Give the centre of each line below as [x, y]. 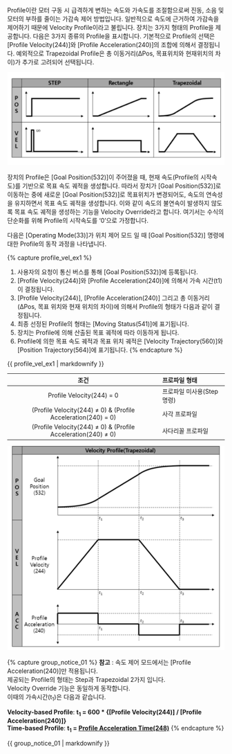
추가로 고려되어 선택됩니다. [58, 62]
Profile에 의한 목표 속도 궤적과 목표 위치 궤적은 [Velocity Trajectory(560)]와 [120, 341]
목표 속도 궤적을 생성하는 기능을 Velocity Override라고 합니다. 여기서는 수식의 [119, 212]
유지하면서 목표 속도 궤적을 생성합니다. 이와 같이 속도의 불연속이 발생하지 [112, 204]
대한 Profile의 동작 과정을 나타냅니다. [57, 244]
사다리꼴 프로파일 [185, 431]
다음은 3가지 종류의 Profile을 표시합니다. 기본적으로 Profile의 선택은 [124, 36]
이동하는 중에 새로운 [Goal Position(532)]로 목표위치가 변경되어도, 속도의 [106, 195]
